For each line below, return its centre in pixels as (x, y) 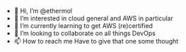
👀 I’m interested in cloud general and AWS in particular (93, 18)
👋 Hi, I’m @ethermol (43, 11)
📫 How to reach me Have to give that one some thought (96, 41)
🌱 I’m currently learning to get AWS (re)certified (83, 26)
